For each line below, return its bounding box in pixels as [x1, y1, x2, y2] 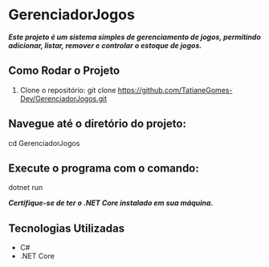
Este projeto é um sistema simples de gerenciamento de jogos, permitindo [8, 32, 261, 42]
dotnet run [8, 183, 43, 192]
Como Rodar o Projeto [8, 64, 120, 78]
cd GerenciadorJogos [8, 138, 80, 148]
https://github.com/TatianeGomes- [117, 85, 233, 95]
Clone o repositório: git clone [19, 85, 116, 95]
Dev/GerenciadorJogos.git [19, 94, 108, 103]
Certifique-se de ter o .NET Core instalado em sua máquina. [8, 198, 214, 208]
